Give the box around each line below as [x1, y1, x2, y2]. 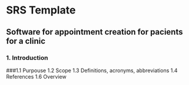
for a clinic [6, 36, 46, 46]
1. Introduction [6, 53, 48, 62]
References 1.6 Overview [6, 73, 67, 80]
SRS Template [6, 4, 76, 17]
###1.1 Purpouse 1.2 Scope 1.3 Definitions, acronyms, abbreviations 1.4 [6, 67, 178, 74]
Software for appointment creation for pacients [6, 27, 183, 37]
